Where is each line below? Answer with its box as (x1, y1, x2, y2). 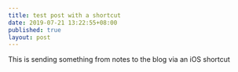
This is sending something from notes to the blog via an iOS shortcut (8, 55, 230, 64)
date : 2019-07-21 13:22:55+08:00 (8, 19, 118, 27)
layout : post (8, 33, 51, 41)
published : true (8, 26, 61, 34)
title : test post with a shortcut (8, 11, 122, 20)
